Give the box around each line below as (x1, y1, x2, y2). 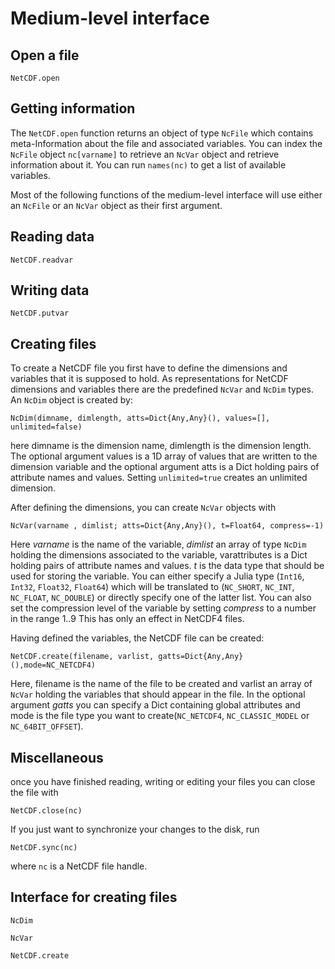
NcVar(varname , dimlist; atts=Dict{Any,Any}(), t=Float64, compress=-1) (10, 521, 325, 531)
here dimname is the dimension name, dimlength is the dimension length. (10, 440, 312, 452)
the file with (10, 787, 59, 799)
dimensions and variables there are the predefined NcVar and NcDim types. (10, 383, 315, 396)
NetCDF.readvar (10, 255, 74, 265)
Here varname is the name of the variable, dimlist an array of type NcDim (10, 538, 307, 551)
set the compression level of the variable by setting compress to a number (10, 602, 317, 614)
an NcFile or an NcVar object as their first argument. (10, 199, 223, 211)
